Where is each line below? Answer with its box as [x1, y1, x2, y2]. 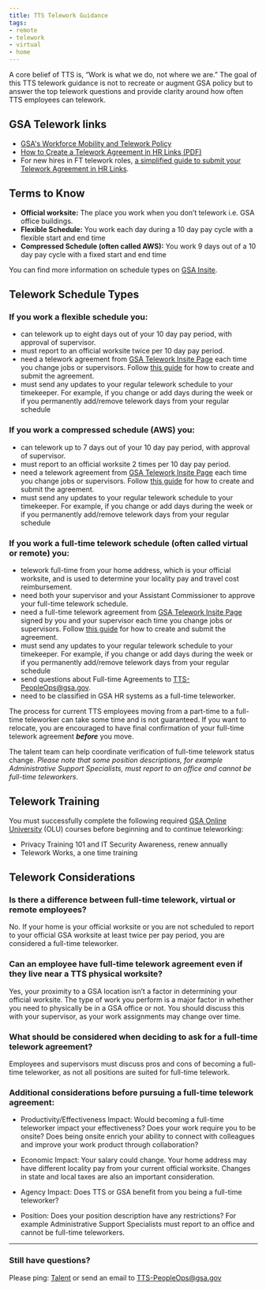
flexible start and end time [20, 233, 106, 242]
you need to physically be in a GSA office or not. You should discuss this [9, 1003, 245, 1012]
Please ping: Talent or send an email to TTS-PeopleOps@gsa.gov [9, 1273, 222, 1282]
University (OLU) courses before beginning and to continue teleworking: [9, 824, 244, 833]
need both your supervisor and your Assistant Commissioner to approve [20, 590, 256, 600]
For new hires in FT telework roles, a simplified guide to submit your [20, 155, 242, 165]
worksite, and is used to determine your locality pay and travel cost [20, 574, 239, 583]
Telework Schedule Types [9, 288, 140, 301]
